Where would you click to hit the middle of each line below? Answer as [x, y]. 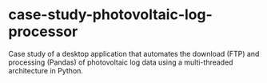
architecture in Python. [46, 70]
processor [43, 32]
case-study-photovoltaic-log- [111, 15]
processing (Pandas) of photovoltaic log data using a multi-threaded [121, 62]
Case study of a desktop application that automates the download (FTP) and [134, 53]
